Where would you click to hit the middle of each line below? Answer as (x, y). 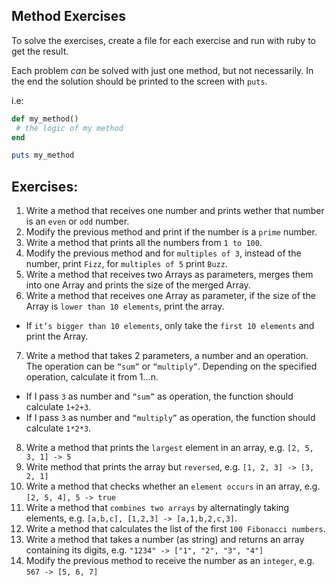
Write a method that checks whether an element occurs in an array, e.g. (173, 486)
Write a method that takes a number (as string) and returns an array (165, 540)
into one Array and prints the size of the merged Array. (138, 285)
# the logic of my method (69, 128)
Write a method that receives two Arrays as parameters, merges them (169, 275)
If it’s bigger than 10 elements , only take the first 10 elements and (170, 326)
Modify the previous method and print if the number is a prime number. (171, 232)
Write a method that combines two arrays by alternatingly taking (157, 508)
